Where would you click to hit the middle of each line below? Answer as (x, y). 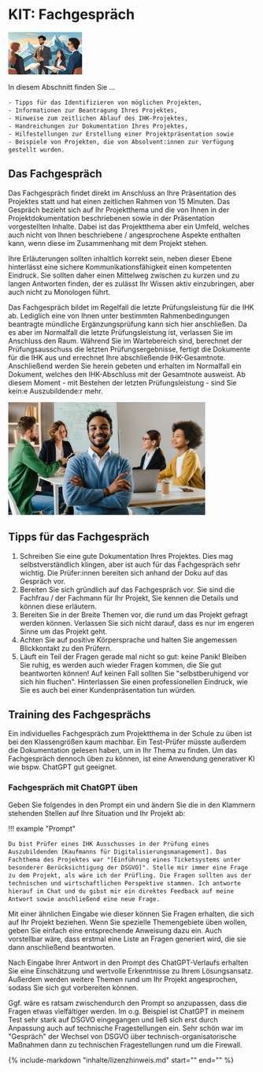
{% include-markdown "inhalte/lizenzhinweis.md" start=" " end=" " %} (121, 1060)
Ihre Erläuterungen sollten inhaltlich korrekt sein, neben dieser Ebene (120, 259)
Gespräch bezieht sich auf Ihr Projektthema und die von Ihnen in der (119, 210)
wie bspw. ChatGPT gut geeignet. (63, 767)
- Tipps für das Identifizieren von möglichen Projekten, (105, 102)
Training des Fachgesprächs (80, 715)
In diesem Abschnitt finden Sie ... (62, 87)
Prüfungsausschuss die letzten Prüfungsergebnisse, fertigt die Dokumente (129, 349)
